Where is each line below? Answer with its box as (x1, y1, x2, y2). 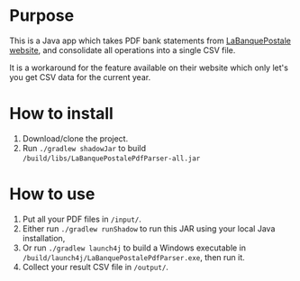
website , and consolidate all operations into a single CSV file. (9, 44, 236, 55)
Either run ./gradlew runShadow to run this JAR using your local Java (22, 222, 276, 234)
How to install (9, 104, 114, 124)
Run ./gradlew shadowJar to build (22, 142, 147, 153)
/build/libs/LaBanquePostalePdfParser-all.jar (22, 154, 201, 163)
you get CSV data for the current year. (9, 71, 151, 82)
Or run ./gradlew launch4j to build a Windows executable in (22, 242, 246, 253)
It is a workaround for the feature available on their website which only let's (9, 62, 288, 73)
